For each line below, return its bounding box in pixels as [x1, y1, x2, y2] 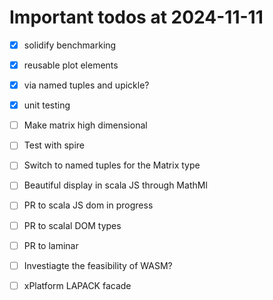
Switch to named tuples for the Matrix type [23, 159, 201, 171]
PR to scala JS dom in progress [23, 199, 154, 211]
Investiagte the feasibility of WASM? [23, 259, 173, 271]
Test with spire [23, 139, 85, 151]
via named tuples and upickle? [23, 79, 150, 91]
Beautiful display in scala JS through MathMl [23, 179, 208, 191]
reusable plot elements [23, 59, 119, 71]
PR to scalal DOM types [23, 219, 122, 231]
